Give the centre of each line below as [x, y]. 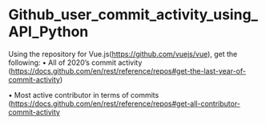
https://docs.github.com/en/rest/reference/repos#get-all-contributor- [125, 103]
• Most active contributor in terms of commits [84, 95]
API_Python [48, 32]
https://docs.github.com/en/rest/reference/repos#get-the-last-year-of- [129, 71]
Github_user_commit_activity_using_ [133, 15]
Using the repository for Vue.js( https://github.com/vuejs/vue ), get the [123, 54]
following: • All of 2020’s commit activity [75, 62]
